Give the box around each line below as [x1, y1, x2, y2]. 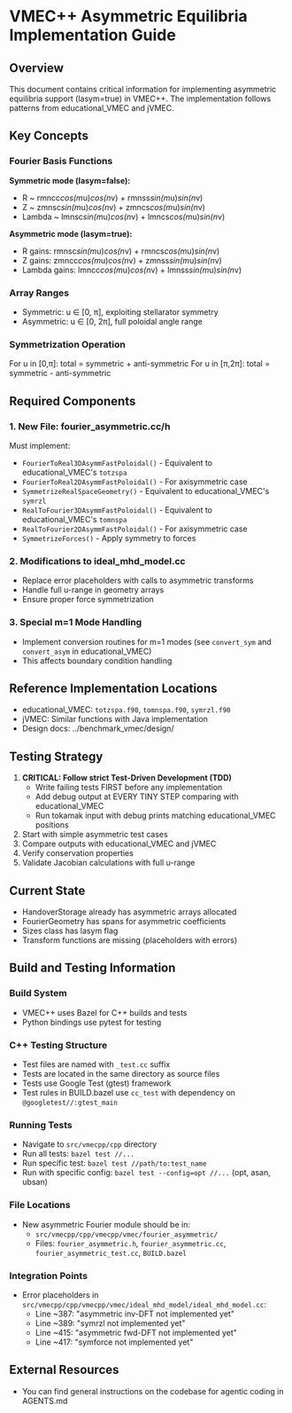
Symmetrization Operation [9, 338, 126, 350]
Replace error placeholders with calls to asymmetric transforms [21, 575, 254, 586]
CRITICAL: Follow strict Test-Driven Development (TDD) [21, 773, 233, 783]
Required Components [9, 393, 136, 409]
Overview [9, 60, 65, 75]
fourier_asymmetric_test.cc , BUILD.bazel [35, 1247, 188, 1258]
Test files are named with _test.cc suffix [21, 1058, 171, 1070]
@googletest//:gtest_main [21, 1098, 118, 1107]
